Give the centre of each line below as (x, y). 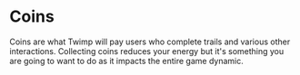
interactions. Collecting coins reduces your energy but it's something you (147, 51)
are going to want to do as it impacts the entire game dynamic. (126, 61)
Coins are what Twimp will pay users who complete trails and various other (150, 42)
